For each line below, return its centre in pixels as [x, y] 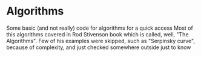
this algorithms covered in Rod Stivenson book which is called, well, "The [97, 34]
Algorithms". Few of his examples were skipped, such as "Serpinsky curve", [101, 41]
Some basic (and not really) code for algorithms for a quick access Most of [100, 28]
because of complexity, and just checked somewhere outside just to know [99, 47]
